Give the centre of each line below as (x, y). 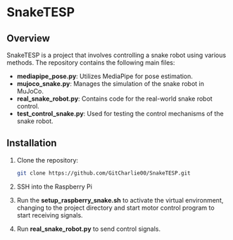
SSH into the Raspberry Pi (55, 187)
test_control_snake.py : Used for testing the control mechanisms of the (120, 114)
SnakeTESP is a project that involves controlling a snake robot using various (116, 55)
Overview (29, 38)
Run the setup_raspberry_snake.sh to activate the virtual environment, (120, 200)
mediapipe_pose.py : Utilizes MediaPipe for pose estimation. (105, 76)
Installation (32, 143)
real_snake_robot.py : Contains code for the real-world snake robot (114, 99)
